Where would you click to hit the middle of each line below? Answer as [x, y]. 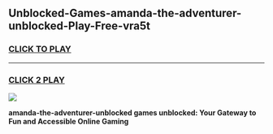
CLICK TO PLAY [40, 50]
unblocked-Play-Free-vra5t [79, 26]
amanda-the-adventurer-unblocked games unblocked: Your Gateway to [132, 112]
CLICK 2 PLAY [37, 80]
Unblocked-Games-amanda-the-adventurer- [125, 13]
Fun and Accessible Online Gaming [69, 121]
